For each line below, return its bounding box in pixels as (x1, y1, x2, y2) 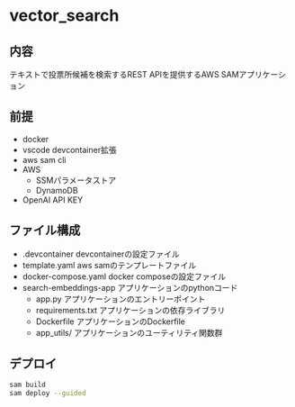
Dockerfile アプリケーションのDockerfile (35, 316, 186, 327)
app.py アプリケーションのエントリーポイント (35, 294, 206, 304)
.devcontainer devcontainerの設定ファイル (22, 249, 180, 259)
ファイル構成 (9, 222, 81, 239)
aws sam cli (22, 154, 67, 165)
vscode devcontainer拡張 (22, 144, 117, 155)
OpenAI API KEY (22, 194, 84, 205)
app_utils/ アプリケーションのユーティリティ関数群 (35, 327, 223, 338)
